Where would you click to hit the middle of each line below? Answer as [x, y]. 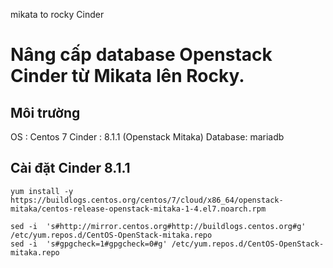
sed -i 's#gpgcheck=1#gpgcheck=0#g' [89, 244]
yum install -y [42, 191]
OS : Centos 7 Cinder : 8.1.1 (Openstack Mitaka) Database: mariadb [147, 137]
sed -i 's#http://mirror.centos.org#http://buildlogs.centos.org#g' [158, 226]
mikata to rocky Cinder [57, 14]
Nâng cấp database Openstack [141, 55]
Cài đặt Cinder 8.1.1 [70, 168]
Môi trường [45, 112]
